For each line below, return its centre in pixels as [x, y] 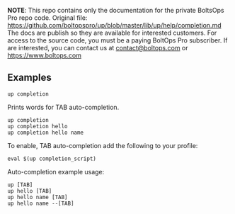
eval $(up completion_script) [52, 159]
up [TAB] [20, 185]
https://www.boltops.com [44, 55]
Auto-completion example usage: [56, 171]
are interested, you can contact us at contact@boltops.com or [98, 48]
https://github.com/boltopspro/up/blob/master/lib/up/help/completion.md [114, 25]
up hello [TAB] [30, 191]
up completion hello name [45, 133]
